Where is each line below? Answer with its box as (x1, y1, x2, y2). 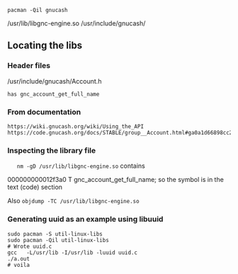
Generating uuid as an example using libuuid (7, 215, 164, 224)
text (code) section (7, 183, 62, 191)
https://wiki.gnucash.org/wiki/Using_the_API (7, 122, 144, 130)
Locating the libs (7, 40, 83, 52)
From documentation (7, 107, 81, 117)
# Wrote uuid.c (7, 243, 52, 250)
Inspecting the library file (7, 145, 96, 155)
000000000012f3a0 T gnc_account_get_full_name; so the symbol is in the (7, 176, 225, 184)
